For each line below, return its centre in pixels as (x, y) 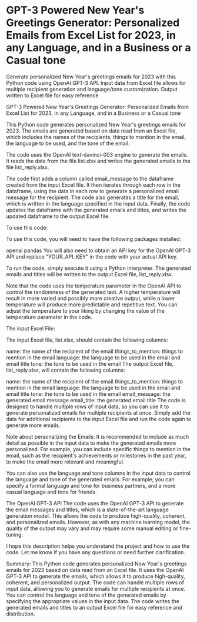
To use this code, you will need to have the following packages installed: (94, 239)
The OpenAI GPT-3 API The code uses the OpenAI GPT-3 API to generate (95, 503)
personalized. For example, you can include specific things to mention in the (98, 449)
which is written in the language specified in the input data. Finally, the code (98, 203)
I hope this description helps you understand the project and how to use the (98, 546)
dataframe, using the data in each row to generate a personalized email (93, 191)
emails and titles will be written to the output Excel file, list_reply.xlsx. (90, 274)
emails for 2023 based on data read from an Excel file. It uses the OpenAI (95, 570)
